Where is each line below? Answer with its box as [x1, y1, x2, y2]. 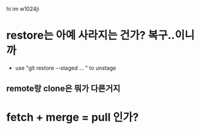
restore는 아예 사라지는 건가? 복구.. [6, 29, 175, 42]
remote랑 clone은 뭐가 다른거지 [6, 84, 121, 94]
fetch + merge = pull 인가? [6, 110, 139, 124]
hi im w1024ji [6, 5, 40, 12]
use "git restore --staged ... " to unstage [15, 64, 116, 71]
